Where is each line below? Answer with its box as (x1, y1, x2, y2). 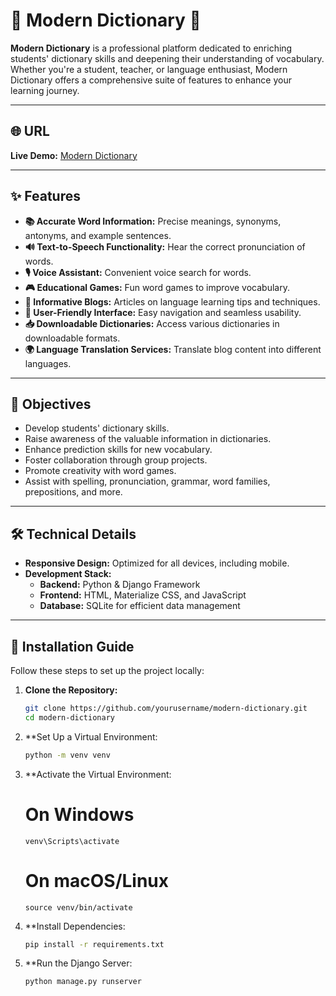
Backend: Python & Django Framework (39, 579, 201, 591)
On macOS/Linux (24, 869, 170, 892)
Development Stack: (24, 568, 112, 580)
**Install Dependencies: (24, 920, 126, 932)
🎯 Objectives (10, 395, 92, 413)
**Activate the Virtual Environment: (24, 768, 172, 780)
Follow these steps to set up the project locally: (10, 665, 205, 676)
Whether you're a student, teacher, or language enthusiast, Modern (10, 63, 288, 75)
